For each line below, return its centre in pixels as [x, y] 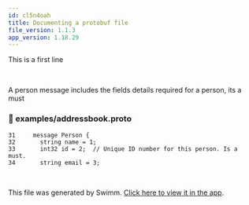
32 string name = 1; [52, 142]
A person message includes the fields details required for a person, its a [125, 90]
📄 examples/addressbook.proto [70, 119]
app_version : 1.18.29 [44, 37]
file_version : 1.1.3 [42, 30]
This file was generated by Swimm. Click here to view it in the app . [116, 192]
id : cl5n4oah [30, 15]
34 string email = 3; [54, 163]
